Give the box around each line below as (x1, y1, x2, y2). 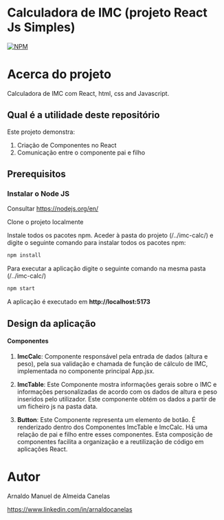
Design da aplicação (7, 317, 96, 329)
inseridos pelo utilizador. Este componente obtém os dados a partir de (16, 394, 216, 403)
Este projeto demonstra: (7, 128, 76, 136)
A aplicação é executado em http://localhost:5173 (7, 298, 151, 306)
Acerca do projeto (7, 67, 112, 82)
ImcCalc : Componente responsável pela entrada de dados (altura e (16, 352, 208, 360)
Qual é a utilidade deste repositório (7, 109, 160, 121)
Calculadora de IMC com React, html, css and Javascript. (7, 89, 170, 97)
